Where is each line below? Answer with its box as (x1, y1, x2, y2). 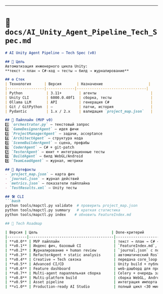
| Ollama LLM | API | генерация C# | (5, 99, 153, 105)
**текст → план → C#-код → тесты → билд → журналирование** (5, 68, 130, 73)
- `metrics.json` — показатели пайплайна (5, 181, 90, 186)
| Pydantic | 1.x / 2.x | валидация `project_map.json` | (5, 109, 153, 114)
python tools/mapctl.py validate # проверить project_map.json (5, 203, 138, 208)
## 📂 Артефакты (5, 167, 36, 172)
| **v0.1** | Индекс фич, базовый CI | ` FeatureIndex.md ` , (5, 243, 158, 249)
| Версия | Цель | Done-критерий (5, 230, 145, 235)
